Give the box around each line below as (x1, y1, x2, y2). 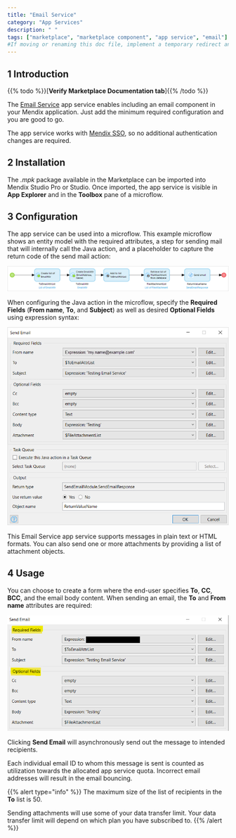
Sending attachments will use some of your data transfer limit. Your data (7, 809, 216, 818)
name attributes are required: (7, 601, 93, 609)
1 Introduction (7, 68, 69, 80)
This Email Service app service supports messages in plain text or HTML (7, 532, 218, 541)
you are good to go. (7, 115, 65, 123)
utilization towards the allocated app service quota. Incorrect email (7, 767, 200, 775)
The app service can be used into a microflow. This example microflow (7, 229, 212, 238)
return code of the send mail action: (7, 252, 111, 260)
